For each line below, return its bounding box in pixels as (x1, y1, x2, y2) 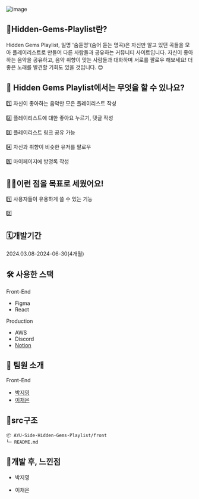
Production (6, 317, 33, 325)
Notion (14, 342, 31, 349)
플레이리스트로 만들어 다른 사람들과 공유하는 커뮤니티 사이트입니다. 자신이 (12, 48, 182, 56)
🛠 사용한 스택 (6, 269, 54, 279)
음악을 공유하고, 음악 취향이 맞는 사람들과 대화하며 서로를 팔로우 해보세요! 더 (17, 56, 193, 63)
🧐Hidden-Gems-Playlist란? (6, 24, 108, 35)
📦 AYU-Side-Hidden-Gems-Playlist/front (6, 432, 107, 438)
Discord (14, 335, 34, 342)
